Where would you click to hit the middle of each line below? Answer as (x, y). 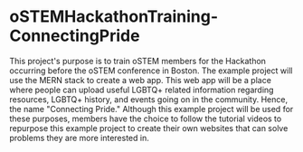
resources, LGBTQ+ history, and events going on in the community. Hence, (148, 99)
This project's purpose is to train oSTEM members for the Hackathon (138, 61)
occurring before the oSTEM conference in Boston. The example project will (151, 71)
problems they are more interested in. (79, 138)
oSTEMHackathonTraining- (114, 17)
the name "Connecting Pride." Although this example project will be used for (151, 109)
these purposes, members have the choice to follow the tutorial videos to (146, 119)
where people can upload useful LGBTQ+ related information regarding (142, 90)
